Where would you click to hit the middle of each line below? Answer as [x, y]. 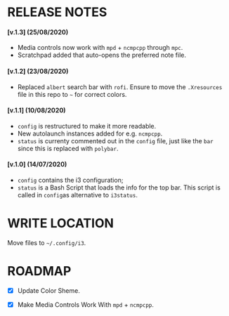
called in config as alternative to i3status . [78, 195]
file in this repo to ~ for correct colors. [72, 94]
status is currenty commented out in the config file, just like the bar [115, 140]
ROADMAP [39, 271]
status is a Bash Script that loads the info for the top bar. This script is [119, 187]
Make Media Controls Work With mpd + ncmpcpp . [86, 304]
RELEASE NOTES [57, 12]
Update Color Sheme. [49, 290]
